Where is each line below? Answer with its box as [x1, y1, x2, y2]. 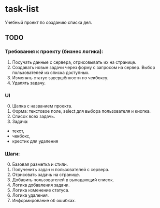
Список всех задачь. [12, 113, 55, 119]
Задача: [12, 118, 29, 124]
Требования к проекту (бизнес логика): [5, 48, 103, 55]
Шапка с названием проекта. [12, 103, 73, 109]
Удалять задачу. [12, 80, 46, 86]
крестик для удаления [12, 138, 58, 144]
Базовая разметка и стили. [12, 161, 68, 167]
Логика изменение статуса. [12, 187, 70, 193]
